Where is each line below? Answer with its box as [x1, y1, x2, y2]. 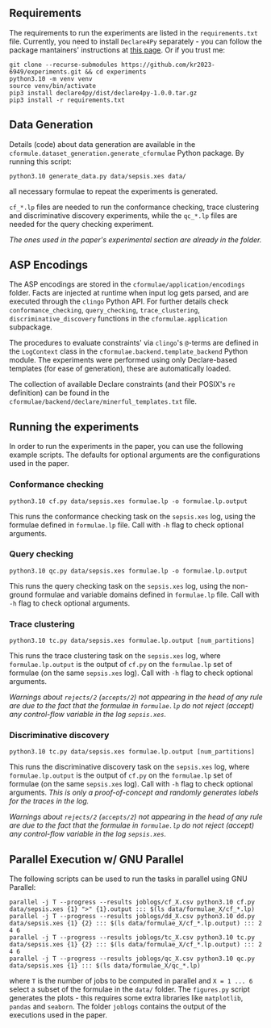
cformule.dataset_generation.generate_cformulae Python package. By [9, 148, 244, 157]
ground [9, 590, 34, 599]
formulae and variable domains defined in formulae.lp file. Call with [35, 590, 260, 599]
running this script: [9, 157, 72, 166]
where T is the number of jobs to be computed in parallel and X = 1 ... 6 [9, 976, 253, 986]
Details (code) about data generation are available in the [9, 139, 196, 149]
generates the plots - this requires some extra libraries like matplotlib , [9, 993, 244, 1003]
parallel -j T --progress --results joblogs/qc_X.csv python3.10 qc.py [9, 955, 255, 963]
